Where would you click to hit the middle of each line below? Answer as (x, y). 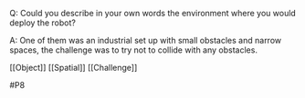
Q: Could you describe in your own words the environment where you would (153, 13)
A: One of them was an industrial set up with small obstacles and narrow (146, 40)
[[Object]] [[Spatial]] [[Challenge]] (74, 68)
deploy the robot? (42, 23)
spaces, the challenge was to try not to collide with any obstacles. (134, 50)
